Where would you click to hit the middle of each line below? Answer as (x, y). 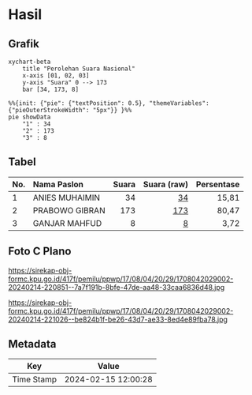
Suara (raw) (166, 184)
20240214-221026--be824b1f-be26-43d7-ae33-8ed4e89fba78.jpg (118, 319)
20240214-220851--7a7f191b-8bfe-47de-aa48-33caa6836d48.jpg (117, 287)
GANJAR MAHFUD (67, 223)
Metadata (32, 344)
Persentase (218, 184)
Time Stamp (35, 379)
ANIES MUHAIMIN (67, 197)
